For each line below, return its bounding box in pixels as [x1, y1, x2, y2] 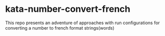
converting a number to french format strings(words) [5, 25, 114, 31]
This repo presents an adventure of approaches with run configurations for [5, 20, 160, 26]
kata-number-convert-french [5, 3, 130, 15]
